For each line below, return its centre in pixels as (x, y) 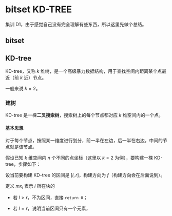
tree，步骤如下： (23, 164)
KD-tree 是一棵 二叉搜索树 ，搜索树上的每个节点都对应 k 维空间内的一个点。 (84, 115)
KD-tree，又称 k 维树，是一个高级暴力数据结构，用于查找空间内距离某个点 (84, 71)
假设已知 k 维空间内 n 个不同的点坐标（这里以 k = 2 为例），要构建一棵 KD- (84, 158)
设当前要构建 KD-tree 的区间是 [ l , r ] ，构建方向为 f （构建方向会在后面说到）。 (85, 175)
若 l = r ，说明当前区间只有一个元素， (52, 208)
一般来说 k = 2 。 (23, 89)
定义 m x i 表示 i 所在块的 (30, 186)
